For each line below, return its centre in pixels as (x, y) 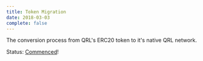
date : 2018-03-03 (28, 18)
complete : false (27, 23)
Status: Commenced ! (33, 52)
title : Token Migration (36, 12)
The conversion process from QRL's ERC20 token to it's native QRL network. (102, 40)
